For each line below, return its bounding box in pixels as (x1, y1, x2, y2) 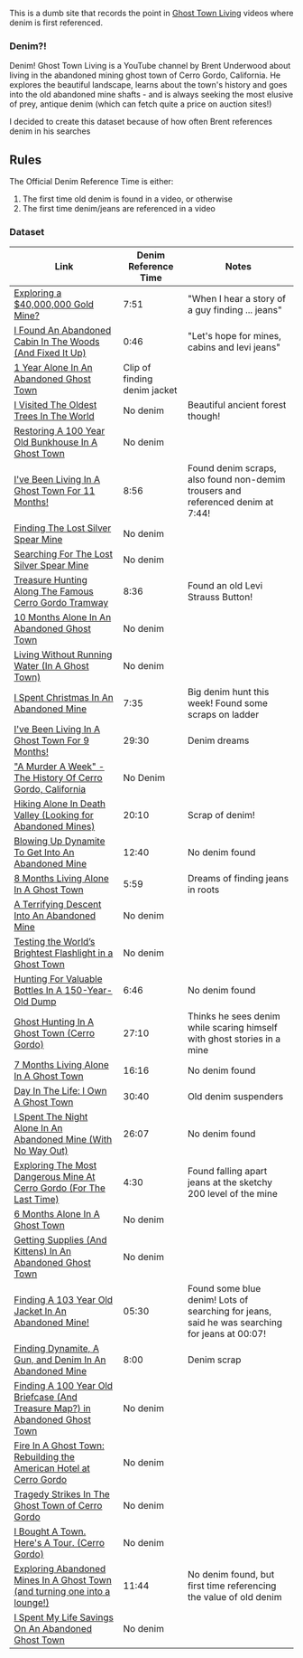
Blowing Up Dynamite (14, 835, 106, 848)
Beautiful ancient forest (188, 399, 287, 411)
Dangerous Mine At (14, 1171, 96, 1183)
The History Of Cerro (14, 772, 103, 785)
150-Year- (64, 984, 113, 997)
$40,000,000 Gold (14, 298, 95, 311)
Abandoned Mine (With (14, 1134, 113, 1146)
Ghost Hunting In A (14, 1016, 95, 1029)
